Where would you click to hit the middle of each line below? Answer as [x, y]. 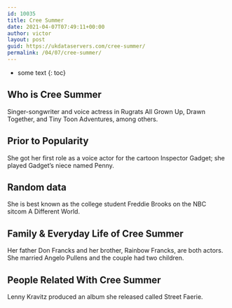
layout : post [26, 40]
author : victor [29, 33]
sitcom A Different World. [44, 211]
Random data [37, 187]
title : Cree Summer [36, 20]
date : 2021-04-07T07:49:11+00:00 [56, 27]
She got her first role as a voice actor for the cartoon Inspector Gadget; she [116, 157]
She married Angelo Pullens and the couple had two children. [96, 258]
